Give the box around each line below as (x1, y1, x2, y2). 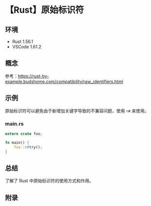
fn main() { (5, 140, 29, 145)
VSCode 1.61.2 (12, 44, 42, 49)
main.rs (5, 120, 24, 127)
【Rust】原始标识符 (5, 4, 84, 16)
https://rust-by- (18, 73, 49, 79)
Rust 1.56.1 (12, 39, 33, 44)
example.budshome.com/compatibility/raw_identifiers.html (5, 79, 124, 84)
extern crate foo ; (5, 131, 43, 136)
